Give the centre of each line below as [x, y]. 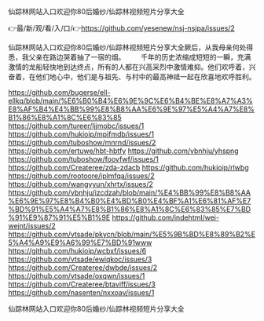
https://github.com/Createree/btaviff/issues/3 [82, 284]
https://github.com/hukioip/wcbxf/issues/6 [77, 251]
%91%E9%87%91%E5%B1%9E [59, 217]
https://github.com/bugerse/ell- [59, 92]
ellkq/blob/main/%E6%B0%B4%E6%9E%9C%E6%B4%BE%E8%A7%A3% [130, 101]
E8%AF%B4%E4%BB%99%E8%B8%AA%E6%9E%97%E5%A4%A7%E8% [132, 109]
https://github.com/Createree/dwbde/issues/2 [83, 268]
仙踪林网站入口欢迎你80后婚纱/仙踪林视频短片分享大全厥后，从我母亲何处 [127, 47]
